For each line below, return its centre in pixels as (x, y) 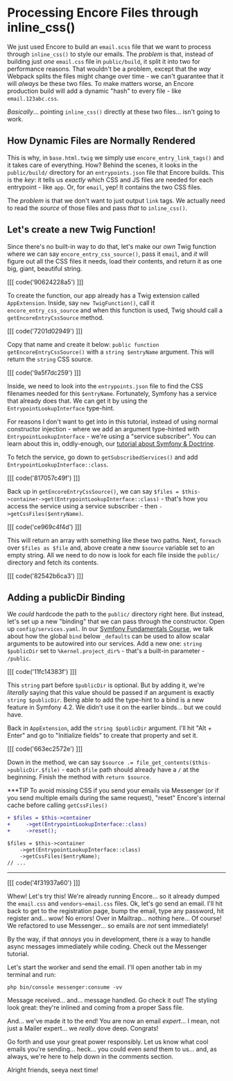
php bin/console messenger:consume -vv (65, 987)
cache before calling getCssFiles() (58, 805)
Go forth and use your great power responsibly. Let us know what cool (108, 1041)
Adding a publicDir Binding (66, 597)
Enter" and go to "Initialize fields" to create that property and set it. (103, 736)
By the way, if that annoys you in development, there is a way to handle (109, 939)
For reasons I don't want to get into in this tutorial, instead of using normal (113, 422)
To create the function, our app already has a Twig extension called (103, 295)
